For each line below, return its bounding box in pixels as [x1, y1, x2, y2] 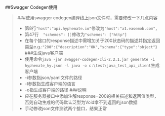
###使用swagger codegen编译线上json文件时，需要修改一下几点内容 [17, 15, 158, 21]
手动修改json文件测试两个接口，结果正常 [24, 106, 107, 111]
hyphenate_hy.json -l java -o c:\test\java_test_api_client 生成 [24, 62, 160, 68]
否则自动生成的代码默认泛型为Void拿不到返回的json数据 [24, 99, 138, 105]
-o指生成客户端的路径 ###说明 [24, 87, 86, 93]
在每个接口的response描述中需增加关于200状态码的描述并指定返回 [24, 38, 161, 43]
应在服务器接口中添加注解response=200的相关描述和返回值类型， [24, 93, 159, 99]
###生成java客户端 [24, 50, 63, 56]
